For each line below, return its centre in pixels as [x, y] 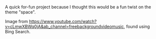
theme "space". [21, 12]
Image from [16, 21]
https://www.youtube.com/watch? [63, 21]
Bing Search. [18, 32]
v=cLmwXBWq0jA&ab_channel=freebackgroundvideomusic [64, 26]
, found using [137, 26]
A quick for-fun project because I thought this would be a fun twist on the [78, 7]
